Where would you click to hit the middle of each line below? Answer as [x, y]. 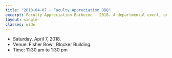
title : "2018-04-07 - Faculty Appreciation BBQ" [58, 10]
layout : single [21, 20]
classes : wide [20, 24]
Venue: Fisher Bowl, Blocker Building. [52, 45]
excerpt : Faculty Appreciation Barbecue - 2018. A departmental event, [83, 15]
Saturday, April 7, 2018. [37, 39]
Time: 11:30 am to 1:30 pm [40, 50]
